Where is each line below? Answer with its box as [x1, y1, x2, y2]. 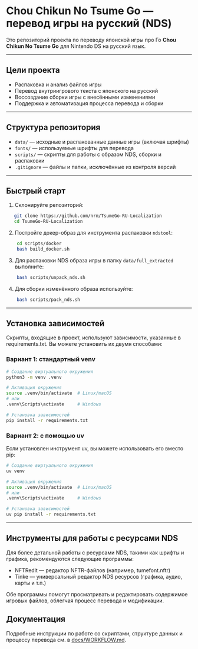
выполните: [14, 263, 44, 270]
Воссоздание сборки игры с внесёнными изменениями [14, 93, 156, 100]
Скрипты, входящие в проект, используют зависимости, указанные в [6, 334, 181, 341]
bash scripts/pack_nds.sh [16, 297, 81, 303]
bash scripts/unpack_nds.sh [16, 274, 85, 280]
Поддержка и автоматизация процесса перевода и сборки [14, 99, 164, 107]
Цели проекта [6, 65, 60, 75]
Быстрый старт [6, 186, 66, 196]
